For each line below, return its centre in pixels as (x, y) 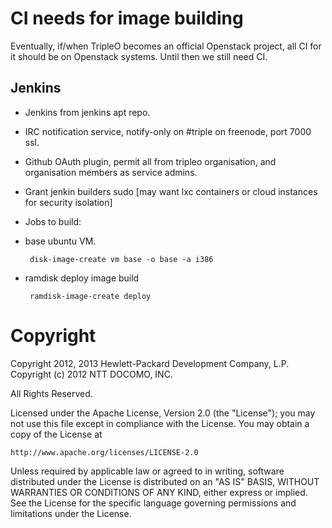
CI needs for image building (127, 18)
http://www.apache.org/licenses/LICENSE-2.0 (104, 452)
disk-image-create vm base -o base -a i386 (121, 259)
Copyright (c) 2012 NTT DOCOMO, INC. (91, 374)
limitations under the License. (71, 513)
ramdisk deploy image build (82, 278)
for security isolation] (68, 202)
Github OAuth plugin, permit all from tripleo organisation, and (150, 161)
